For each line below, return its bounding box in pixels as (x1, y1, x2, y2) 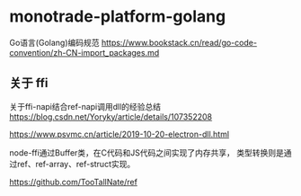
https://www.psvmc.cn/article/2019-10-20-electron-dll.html (9, 129, 230, 139)
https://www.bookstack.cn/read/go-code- (101, 37, 258, 48)
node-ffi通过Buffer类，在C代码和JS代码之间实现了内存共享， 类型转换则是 (9, 147, 285, 158)
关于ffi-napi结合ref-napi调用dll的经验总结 (9, 101, 162, 111)
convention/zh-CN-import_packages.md (9, 47, 160, 58)
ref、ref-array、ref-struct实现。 (16, 158, 136, 169)
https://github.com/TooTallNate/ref (9, 176, 137, 187)
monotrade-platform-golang (9, 6, 226, 27)
